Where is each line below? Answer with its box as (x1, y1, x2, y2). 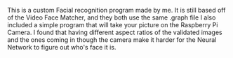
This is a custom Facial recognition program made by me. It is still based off (7, 6, 226, 14)
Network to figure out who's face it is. (7, 43, 116, 51)
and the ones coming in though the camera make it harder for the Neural (7, 36, 217, 44)
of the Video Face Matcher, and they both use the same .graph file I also (7, 13, 216, 22)
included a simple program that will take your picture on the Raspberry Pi (7, 21, 218, 29)
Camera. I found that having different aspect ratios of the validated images (7, 28, 222, 36)
